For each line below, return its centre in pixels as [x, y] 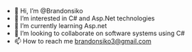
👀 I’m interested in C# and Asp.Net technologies [84, 18]
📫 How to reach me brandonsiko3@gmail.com [82, 41]
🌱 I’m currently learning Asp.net [60, 26]
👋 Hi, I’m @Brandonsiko [48, 11]
